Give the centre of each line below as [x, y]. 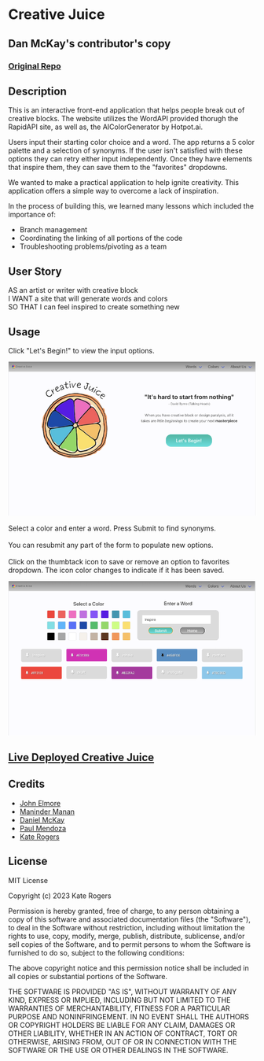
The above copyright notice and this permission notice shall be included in [128, 968]
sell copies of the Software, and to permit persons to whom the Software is [130, 944]
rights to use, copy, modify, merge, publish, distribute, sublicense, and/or [126, 936]
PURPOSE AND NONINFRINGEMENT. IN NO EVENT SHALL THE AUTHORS [129, 1016]
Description [37, 91]
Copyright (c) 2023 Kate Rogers [60, 896]
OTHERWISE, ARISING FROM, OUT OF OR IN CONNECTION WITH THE [123, 1041]
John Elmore [40, 803]
